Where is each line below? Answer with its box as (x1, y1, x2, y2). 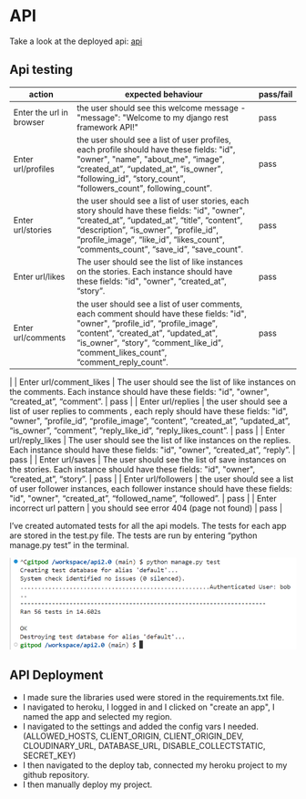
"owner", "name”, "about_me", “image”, (76, 153, 225, 164)
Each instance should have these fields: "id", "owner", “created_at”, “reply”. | (9, 444, 296, 455)
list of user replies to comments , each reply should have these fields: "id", (9, 406, 289, 416)
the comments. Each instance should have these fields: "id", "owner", (9, 387, 270, 397)
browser (13, 117, 46, 128)
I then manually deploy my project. (22, 779, 153, 790)
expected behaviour (124, 88, 203, 100)
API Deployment (9, 668, 104, 683)
